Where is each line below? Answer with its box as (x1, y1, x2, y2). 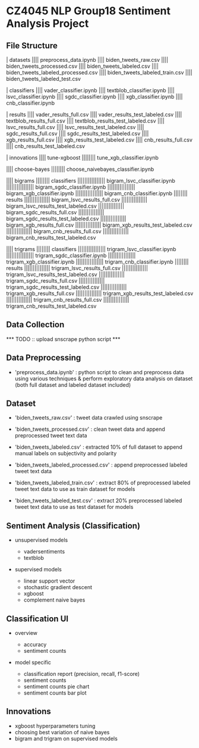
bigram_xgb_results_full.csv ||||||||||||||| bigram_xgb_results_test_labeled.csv (6, 221, 192, 229)
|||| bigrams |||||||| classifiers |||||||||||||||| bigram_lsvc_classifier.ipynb (6, 177, 175, 184)
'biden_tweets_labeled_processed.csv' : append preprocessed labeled (14, 461, 188, 468)
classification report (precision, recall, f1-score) (23, 671, 140, 678)
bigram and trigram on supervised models (14, 735, 118, 742)
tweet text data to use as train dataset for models (14, 486, 135, 493)
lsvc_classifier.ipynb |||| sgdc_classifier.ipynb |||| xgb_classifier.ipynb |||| (6, 93, 183, 100)
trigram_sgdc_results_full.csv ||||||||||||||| (6, 277, 105, 284)
